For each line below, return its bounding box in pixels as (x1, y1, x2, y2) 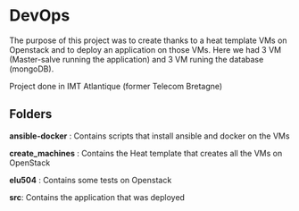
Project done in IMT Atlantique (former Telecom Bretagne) (9, 80, 223, 91)
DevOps (9, 5, 71, 26)
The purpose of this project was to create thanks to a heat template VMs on (9, 35, 287, 46)
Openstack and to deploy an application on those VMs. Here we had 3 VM (9, 44, 282, 55)
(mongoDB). (9, 63, 54, 74)
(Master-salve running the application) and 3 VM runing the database (9, 54, 264, 64)
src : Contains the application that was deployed (9, 191, 186, 202)
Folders (9, 106, 53, 122)
